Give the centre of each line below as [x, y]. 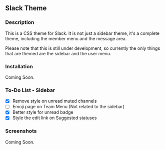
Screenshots [21, 131]
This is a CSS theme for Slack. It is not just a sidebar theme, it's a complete [82, 33]
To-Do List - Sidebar [30, 90]
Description [20, 22]
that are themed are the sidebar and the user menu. [58, 53]
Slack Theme [26, 8]
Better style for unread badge [43, 112]
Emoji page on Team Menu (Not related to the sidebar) [68, 107]
